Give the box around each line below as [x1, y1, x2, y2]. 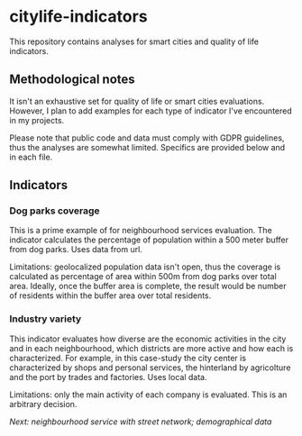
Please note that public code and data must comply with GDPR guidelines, [9, 132, 285, 143]
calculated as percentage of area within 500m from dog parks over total [9, 271, 277, 282]
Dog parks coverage [9, 204, 101, 217]
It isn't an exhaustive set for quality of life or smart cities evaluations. [9, 95, 265, 106]
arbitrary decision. [9, 398, 78, 409]
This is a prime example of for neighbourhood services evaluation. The [9, 225, 272, 236]
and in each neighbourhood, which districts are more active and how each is [9, 342, 294, 353]
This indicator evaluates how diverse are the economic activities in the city [9, 333, 287, 344]
